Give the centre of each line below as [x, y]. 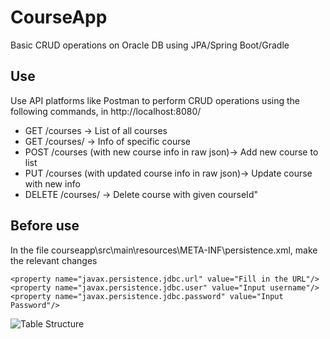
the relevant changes [54, 260]
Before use [45, 226]
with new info [52, 183]
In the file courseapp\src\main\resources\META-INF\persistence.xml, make [164, 250]
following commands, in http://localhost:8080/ [106, 111]
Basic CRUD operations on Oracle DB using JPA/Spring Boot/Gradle [150, 45]
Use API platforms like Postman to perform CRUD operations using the [155, 100]
